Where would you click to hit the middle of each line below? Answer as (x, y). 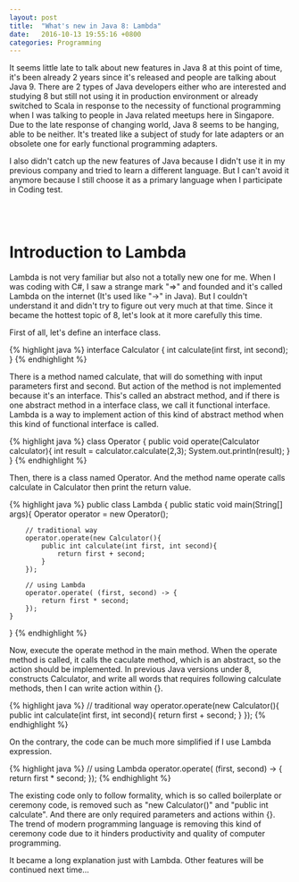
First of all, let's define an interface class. (85, 332)
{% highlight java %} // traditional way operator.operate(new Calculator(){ (144, 706)
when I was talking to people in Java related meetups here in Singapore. (142, 115)
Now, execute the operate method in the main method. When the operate (143, 651)
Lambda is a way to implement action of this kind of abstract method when (146, 415)
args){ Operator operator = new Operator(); (89, 514)
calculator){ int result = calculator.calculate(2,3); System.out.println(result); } (150, 451)
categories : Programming (55, 42)
